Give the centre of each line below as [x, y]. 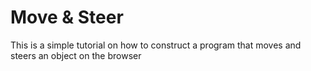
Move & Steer [67, 17]
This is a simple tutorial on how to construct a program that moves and [156, 45]
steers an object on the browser [76, 55]
